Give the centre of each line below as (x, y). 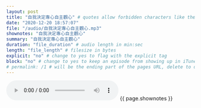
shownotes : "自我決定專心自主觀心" (46, 34)
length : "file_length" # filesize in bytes (61, 50)
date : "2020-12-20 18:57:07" (42, 23)
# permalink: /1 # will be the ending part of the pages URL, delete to (99, 67)
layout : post (22, 12)
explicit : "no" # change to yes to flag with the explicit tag (87, 56)
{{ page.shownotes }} (146, 99)
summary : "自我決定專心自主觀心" (43, 39)
